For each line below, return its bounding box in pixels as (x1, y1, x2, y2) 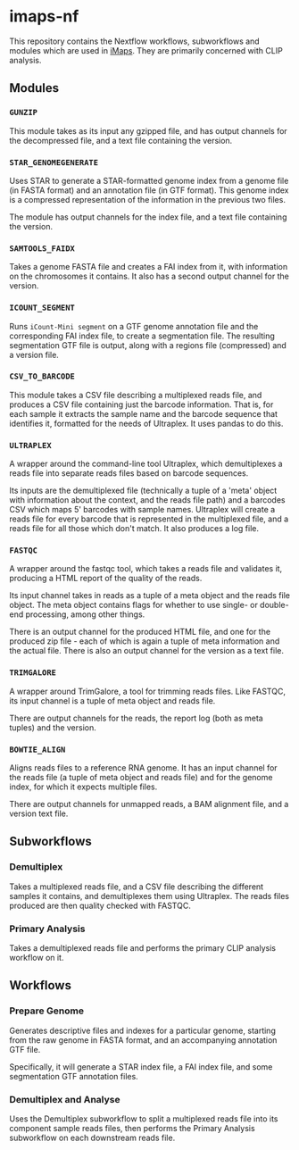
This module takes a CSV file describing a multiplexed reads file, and (9, 389, 262, 400)
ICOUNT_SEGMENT (9, 303, 76, 313)
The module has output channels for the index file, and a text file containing (9, 212, 287, 222)
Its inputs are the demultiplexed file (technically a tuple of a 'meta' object (9, 485, 278, 496)
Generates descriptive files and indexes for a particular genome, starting (9, 1025, 277, 1036)
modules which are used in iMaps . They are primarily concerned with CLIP (9, 45, 283, 55)
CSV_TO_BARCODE (9, 371, 76, 381)
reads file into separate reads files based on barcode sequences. (9, 468, 249, 479)
